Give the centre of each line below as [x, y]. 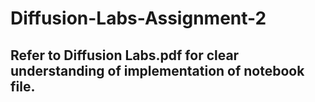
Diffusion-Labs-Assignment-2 [138, 18]
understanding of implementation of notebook [157, 70]
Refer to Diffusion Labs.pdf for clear [125, 55]
